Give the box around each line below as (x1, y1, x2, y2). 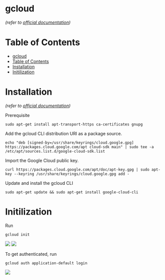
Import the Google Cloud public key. (5, 157, 79, 164)
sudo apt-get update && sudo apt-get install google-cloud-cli (5, 189, 139, 195)
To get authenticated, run (5, 251, 57, 257)
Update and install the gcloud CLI (5, 180, 73, 186)
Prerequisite (5, 112, 30, 118)
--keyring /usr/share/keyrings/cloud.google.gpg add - (14, 171, 130, 176)
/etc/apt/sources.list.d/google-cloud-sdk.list (5, 149, 106, 154)
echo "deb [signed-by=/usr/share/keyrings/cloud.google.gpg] (5, 140, 134, 145)
